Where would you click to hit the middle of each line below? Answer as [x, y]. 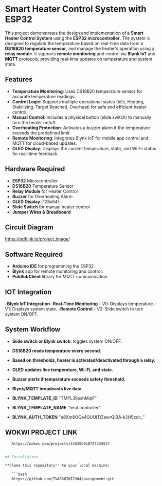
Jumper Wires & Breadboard [41, 212]
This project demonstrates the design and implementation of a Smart [74, 33]
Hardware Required [35, 169]
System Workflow [33, 329]
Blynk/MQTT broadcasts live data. [47, 388]
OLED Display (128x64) [36, 201]
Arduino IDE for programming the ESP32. [54, 266]
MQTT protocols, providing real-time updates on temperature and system [79, 59]
